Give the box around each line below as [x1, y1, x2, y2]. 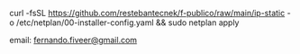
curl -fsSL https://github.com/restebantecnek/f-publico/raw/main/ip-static [9, 8, 286, 18]
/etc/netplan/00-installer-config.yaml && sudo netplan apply [16, 17, 240, 28]
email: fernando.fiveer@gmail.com [9, 35, 138, 45]
